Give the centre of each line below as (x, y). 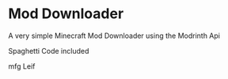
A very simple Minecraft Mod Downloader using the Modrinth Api (114, 36)
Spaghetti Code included (49, 51)
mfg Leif (22, 66)
